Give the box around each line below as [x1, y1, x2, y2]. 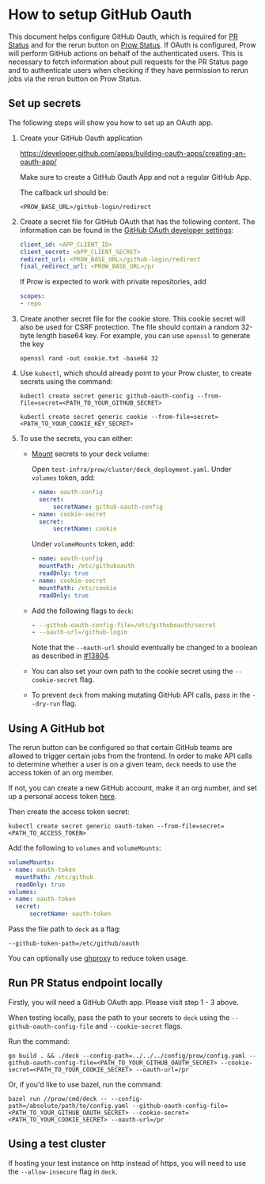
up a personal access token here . [8, 792, 117, 801]
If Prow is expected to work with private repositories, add [19, 277, 207, 287]
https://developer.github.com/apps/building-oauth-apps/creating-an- [19, 148, 247, 158]
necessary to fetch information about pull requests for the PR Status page [8, 57, 248, 67]
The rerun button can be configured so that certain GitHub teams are [8, 743, 233, 752]
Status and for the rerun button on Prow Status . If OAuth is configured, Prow [8, 40, 256, 49]
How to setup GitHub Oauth [8, 6, 192, 24]
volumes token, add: [31, 473, 96, 482]
